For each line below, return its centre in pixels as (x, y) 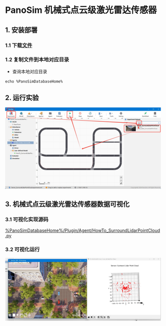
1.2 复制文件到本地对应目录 (37, 60)
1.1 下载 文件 (19, 45)
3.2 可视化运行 (22, 249)
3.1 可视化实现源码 (27, 219)
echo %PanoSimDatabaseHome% (34, 81)
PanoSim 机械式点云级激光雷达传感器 (81, 10)
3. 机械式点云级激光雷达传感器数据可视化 (67, 204)
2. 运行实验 (22, 98)
